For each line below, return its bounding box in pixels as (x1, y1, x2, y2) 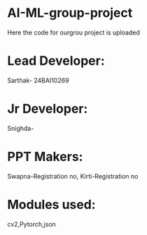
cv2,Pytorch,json (7, 220, 56, 228)
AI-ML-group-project (7, 5, 133, 21)
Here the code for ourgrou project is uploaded (7, 28, 140, 37)
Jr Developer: (7, 101, 88, 117)
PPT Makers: (7, 149, 83, 165)
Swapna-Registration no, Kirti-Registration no (7, 172, 139, 180)
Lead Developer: (7, 53, 105, 69)
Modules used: (7, 196, 96, 212)
